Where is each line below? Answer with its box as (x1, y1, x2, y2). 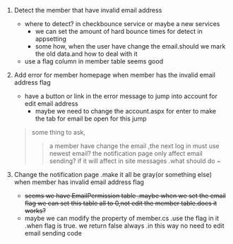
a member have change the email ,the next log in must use (49, 142, 220, 150)
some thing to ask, (31, 128, 86, 136)
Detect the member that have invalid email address (13, 6, 162, 14)
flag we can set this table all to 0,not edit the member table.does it (24, 199, 217, 207)
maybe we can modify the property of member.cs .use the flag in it (24, 214, 220, 222)
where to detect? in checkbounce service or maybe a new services (24, 20, 220, 28)
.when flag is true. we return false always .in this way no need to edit (24, 221, 225, 230)
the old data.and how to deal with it (35, 49, 138, 58)
